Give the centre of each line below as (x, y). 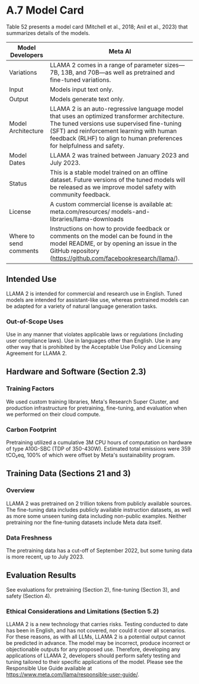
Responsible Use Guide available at (49, 668)
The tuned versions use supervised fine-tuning (116, 123)
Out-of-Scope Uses (35, 322)
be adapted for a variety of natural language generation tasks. (82, 306)
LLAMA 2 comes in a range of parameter (107, 65)
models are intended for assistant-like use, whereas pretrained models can (97, 300)
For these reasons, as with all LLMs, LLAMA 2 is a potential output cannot (96, 637)
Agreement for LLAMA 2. (36, 354)
